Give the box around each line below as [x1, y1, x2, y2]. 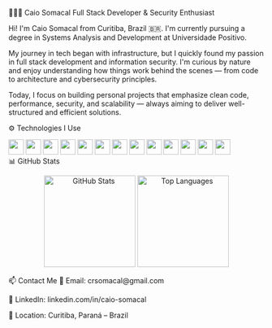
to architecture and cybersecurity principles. [8, 74, 158, 84]
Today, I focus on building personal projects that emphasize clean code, [8, 90, 249, 99]
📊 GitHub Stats [8, 156, 60, 166]
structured [8, 107, 44, 117]
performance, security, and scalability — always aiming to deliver [8, 98, 227, 108]
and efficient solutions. [45, 107, 122, 117]
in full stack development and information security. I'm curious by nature [8, 57, 251, 67]
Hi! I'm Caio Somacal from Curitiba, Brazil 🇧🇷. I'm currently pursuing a [8, 24, 245, 33]
